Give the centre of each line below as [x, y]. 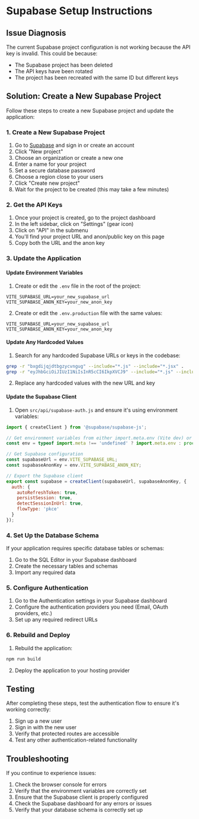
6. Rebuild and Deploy [38, 635]
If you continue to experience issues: [51, 773]
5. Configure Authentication [47, 588]
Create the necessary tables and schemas [66, 566]
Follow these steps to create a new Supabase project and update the [90, 111]
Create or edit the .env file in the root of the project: [78, 286]
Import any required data [45, 572]
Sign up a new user [38, 721]
